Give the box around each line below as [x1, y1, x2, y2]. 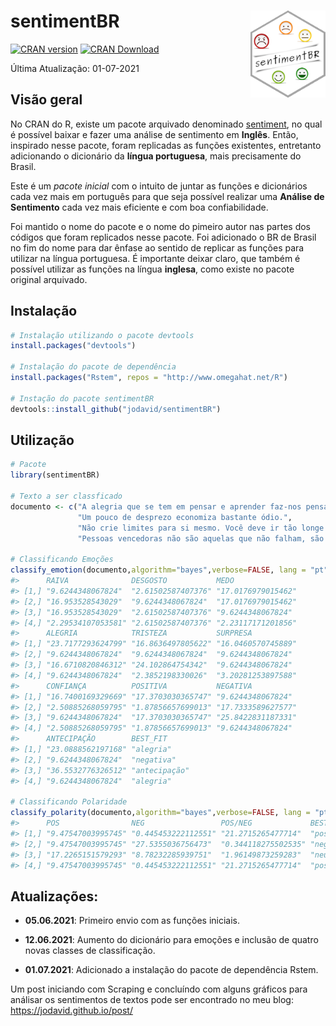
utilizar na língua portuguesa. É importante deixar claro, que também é [10, 252, 301, 264]
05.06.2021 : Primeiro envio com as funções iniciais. [24, 915, 241, 927]
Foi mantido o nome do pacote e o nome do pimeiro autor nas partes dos [10, 220, 311, 232]
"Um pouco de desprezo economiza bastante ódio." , [77, 512, 293, 522]
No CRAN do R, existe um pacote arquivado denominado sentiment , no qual [10, 118, 323, 130]
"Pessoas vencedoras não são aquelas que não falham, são [77, 533, 325, 544]
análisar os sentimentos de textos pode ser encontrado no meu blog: [10, 994, 294, 1006]
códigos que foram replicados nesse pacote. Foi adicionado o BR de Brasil [10, 231, 317, 243]
